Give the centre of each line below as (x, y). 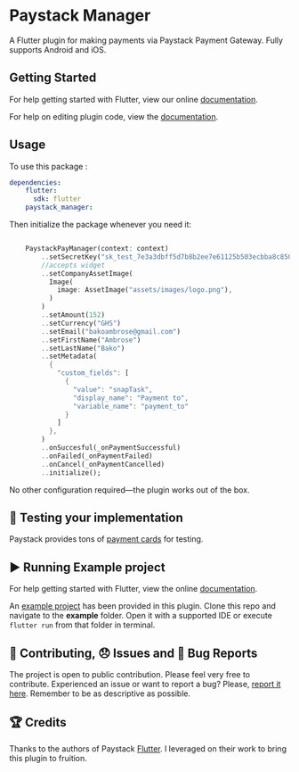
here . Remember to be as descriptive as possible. (100, 693)
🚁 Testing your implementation (97, 517)
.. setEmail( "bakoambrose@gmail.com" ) (111, 331)
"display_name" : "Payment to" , (131, 398)
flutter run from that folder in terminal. (82, 625)
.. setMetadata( (69, 357)
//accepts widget (73, 265)
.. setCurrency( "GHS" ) (81, 323)
